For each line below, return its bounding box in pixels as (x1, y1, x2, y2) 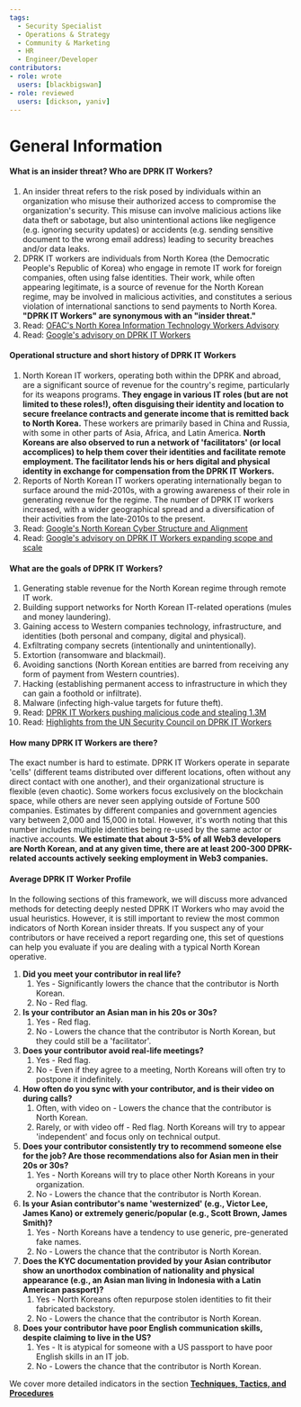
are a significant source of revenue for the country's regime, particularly (22, 379, 290, 390)
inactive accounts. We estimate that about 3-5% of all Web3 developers (9, 834, 281, 844)
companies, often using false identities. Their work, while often (22, 272, 255, 283)
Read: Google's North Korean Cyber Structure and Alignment (22, 523, 249, 534)
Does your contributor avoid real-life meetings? (22, 1045, 204, 1056)
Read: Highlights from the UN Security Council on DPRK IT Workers (22, 717, 272, 727)
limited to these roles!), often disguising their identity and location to (22, 398, 285, 410)
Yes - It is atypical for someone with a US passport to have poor (35, 1341, 273, 1352)
